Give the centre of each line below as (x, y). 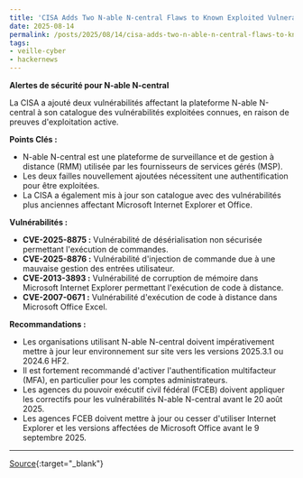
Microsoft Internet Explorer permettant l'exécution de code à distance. (153, 288)
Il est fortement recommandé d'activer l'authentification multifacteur (149, 370)
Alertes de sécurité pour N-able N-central (89, 85)
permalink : (30, 34)
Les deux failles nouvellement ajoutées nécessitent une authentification (155, 176)
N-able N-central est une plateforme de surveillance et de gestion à (148, 157)
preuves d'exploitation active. (64, 122)
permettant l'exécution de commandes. (95, 249)
